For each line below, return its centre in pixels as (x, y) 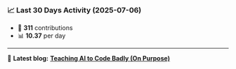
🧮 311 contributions (45, 28)
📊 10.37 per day (41, 36)
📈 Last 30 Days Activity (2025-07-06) (74, 10)
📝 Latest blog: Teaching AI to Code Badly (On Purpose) (89, 59)
